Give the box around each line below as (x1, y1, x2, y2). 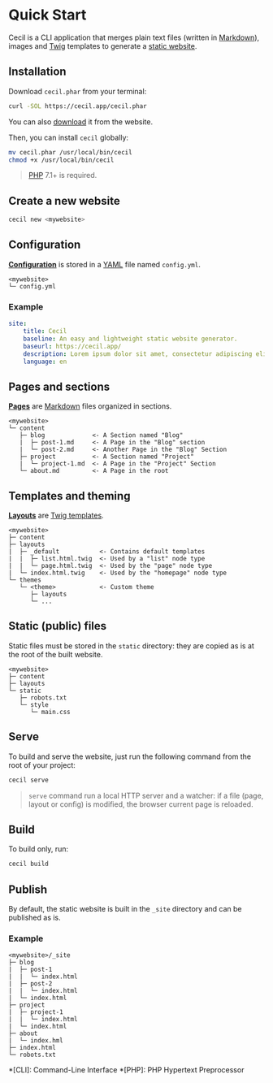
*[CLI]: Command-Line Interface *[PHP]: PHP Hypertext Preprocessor (8, 1065, 245, 1075)
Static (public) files (8, 619, 107, 633)
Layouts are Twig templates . (8, 510, 104, 521)
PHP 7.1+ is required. (28, 171, 97, 180)
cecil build (8, 860, 49, 869)
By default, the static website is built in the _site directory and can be (8, 904, 242, 914)
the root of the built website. (8, 649, 103, 659)
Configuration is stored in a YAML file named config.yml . (8, 259, 201, 269)
